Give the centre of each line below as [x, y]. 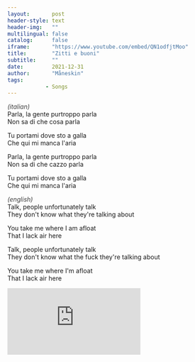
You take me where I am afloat [52, 229]
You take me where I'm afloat [50, 271]
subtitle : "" [33, 60]
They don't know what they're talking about [71, 214]
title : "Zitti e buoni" [54, 54]
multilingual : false [38, 34]
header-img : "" [33, 27]
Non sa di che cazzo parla [45, 165]
